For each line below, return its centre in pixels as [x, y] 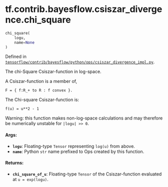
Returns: [15, 163]
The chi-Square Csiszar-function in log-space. [53, 71]
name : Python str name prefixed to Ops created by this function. [78, 151]
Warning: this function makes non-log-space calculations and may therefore [84, 118]
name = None [25, 42]
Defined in [16, 56]
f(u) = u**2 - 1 [22, 109]
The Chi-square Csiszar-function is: [42, 100]
